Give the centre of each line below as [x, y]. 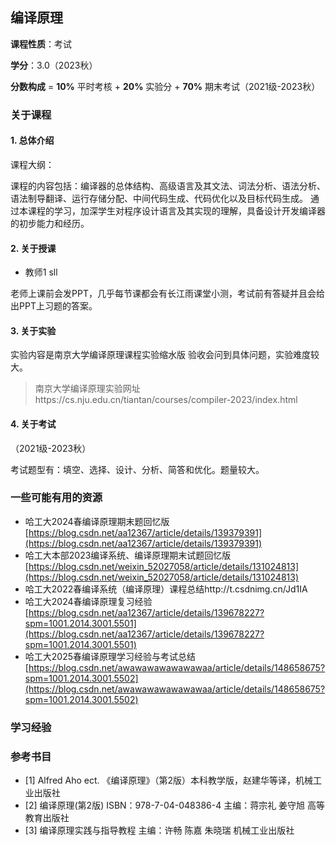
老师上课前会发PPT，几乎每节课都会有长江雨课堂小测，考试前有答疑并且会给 [167, 294]
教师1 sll [41, 272]
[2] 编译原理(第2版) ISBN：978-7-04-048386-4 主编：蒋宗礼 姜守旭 [165, 805]
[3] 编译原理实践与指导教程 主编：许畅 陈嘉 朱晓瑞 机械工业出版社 [159, 830]
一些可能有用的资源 [56, 498]
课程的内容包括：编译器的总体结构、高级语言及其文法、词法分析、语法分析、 [168, 185]
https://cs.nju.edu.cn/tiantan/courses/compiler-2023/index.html [166, 400]
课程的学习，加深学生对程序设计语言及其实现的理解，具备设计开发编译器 [176, 210]
